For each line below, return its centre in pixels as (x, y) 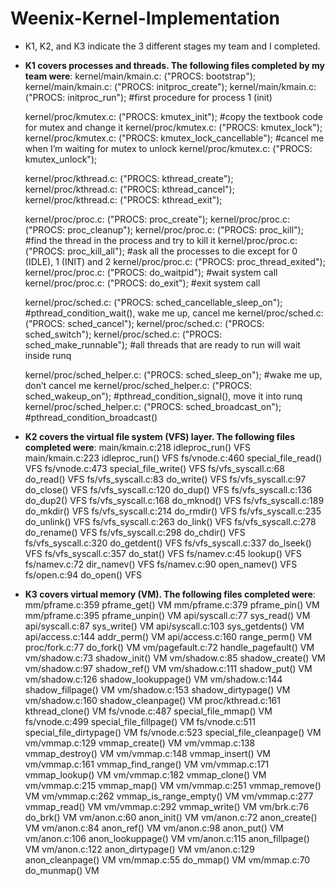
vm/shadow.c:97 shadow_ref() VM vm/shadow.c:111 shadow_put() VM (168, 668)
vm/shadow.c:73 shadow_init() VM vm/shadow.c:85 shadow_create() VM (175, 658)
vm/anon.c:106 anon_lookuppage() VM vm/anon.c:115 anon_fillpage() (167, 838)
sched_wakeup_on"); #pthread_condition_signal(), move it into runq (163, 396)
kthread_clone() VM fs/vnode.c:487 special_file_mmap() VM (148, 711)
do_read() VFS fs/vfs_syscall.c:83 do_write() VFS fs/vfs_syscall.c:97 (165, 479)
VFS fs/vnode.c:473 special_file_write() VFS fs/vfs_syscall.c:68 (154, 468)
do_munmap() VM (62, 870)
